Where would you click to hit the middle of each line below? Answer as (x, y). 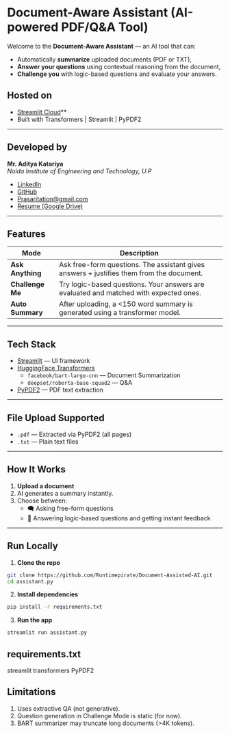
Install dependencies (48, 594)
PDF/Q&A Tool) (105, 27)
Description (139, 253)
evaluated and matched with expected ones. (130, 293)
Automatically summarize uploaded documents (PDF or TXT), (104, 59)
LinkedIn (29, 184)
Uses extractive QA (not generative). (68, 708)
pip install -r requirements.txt (55, 607)
